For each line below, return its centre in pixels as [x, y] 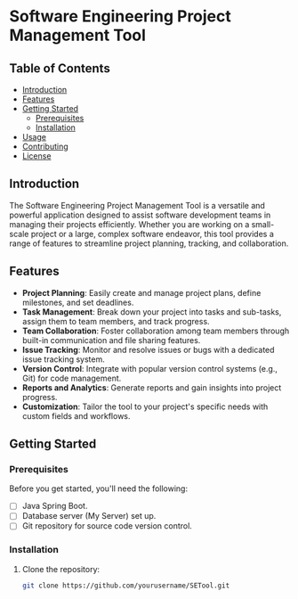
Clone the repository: [61, 569]
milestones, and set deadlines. [78, 302]
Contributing [45, 146]
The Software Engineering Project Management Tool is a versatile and [137, 205]
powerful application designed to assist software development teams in [140, 215]
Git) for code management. [72, 378]
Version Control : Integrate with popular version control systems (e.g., [150, 368]
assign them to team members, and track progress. [116, 321]
